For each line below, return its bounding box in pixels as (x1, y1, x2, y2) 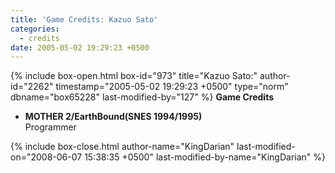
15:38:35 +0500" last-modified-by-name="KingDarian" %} (84, 151, 327, 163)
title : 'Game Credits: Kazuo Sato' (10, 14, 159, 25)
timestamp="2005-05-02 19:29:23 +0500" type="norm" (55, 81, 289, 93)
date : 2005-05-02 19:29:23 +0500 (10, 42, 150, 53)
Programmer (24, 121, 77, 133)
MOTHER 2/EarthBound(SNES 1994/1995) (24, 111, 203, 123)
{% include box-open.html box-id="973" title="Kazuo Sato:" (10, 70, 258, 82)
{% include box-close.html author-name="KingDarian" (10, 141, 235, 153)
